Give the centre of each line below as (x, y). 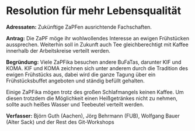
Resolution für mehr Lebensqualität (94, 11)
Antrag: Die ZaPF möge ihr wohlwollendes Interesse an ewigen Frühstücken (98, 38)
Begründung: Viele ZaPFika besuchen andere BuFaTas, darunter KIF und (94, 62)
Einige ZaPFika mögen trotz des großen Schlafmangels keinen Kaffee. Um (95, 92)
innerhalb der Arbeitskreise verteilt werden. (58, 50)
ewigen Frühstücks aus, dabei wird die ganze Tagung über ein (81, 74)
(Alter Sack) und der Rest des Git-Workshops (60, 122)
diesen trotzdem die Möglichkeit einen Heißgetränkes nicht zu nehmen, (92, 98)
